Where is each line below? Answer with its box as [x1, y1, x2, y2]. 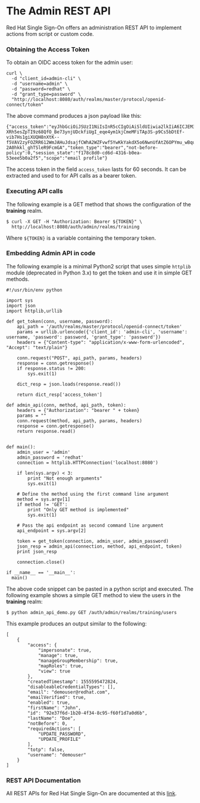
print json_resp [17, 548, 58, 554]
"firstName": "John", [27, 704, 82, 711]
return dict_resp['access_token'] [17, 392, 102, 398]
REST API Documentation [6, 776, 82, 784]
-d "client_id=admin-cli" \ [11, 76, 82, 82]
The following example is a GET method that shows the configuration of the [6, 200, 192, 207]
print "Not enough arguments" [27, 475, 102, 481]
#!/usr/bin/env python [6, 287, 62, 293]
